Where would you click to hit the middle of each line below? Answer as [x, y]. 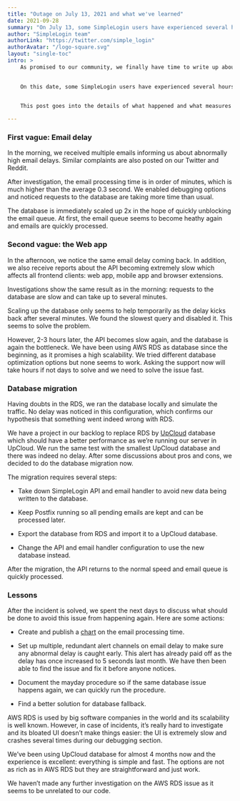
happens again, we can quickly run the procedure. [92, 690]
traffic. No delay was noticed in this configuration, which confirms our [110, 412]
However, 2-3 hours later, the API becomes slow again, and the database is [118, 339]
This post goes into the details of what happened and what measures [126, 106]
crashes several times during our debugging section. [85, 740]
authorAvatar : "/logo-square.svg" [59, 47]
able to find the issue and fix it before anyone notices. [97, 669]
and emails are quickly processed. [58, 226]
